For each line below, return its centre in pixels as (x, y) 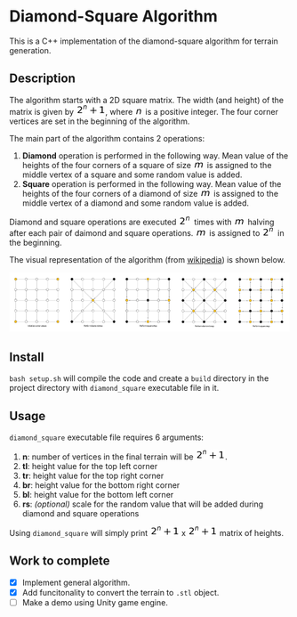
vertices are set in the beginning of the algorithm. (100, 121)
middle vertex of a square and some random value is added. (132, 175)
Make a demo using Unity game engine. (95, 603)
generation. (30, 50)
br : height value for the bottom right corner (101, 485)
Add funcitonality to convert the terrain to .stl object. (120, 592)
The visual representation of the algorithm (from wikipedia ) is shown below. (148, 259)
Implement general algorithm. (76, 582)
